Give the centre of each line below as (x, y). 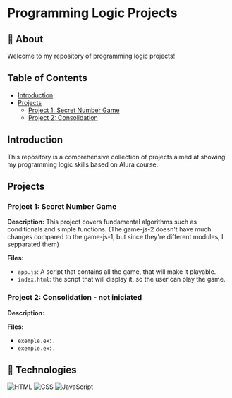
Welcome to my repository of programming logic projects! (91, 56)
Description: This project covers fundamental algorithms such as (102, 222)
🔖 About (25, 39)
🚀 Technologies (42, 370)
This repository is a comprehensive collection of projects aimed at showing (116, 157)
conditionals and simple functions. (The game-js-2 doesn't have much (109, 229)
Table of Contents (48, 78)
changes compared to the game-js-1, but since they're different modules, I (115, 237)
